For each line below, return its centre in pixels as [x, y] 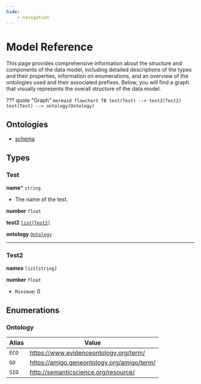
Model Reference [50, 47]
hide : [13, 12]
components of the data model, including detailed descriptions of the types [99, 70]
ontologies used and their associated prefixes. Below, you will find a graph [98, 83]
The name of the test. [41, 199]
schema [25, 139]
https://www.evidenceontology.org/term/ [87, 352]
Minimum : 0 [28, 291]
